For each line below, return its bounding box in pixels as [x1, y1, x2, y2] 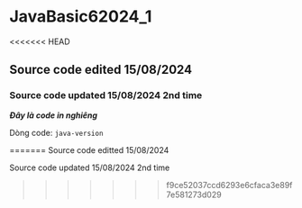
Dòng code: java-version [9, 127, 104, 138]
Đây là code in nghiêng [9, 110, 97, 121]
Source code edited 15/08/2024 [9, 62, 192, 77]
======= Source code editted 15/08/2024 [9, 144, 169, 155]
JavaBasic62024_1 [9, 6, 152, 27]
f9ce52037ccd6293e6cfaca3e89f [166, 179, 293, 190]
